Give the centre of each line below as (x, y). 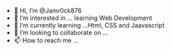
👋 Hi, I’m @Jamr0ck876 (48, 11)
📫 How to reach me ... (46, 40)
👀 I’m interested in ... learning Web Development (83, 18)
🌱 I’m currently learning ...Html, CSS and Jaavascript (89, 25)
